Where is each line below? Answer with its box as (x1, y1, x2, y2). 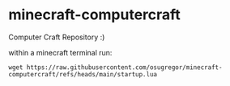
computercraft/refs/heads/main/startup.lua (8, 70, 158, 78)
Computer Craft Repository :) (8, 32, 105, 42)
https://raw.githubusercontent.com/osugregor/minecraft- (26, 63, 223, 72)
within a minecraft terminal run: (8, 47, 113, 57)
